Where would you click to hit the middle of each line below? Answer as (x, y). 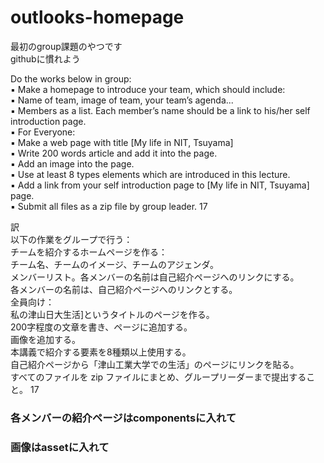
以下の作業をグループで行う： (71, 239)
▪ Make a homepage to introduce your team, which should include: (148, 89)
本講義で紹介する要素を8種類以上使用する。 (101, 352)
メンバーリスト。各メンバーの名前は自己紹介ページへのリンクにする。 (155, 277)
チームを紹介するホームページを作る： (89, 252)
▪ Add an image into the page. (72, 163)
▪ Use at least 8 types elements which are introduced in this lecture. (150, 174)
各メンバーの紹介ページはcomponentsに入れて (123, 418)
